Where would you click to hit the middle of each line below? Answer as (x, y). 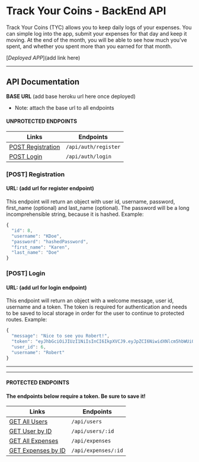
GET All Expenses (34, 441)
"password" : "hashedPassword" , (50, 241)
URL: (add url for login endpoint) (46, 287)
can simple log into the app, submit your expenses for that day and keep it (97, 33)
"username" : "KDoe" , (37, 236)
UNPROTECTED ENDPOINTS (42, 121)
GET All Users (28, 422)
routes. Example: (27, 320)
